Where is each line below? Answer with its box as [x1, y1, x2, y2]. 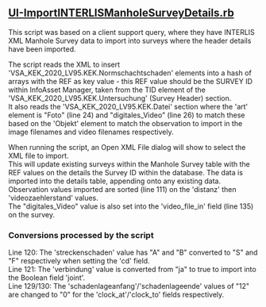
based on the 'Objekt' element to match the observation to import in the [8, 118, 243, 128]
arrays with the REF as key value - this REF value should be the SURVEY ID [8, 76, 253, 86]
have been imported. [8, 44, 77, 54]
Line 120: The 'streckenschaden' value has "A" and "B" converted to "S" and [8, 248, 258, 257]
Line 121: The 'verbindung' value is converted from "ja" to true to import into [8, 265, 256, 274]
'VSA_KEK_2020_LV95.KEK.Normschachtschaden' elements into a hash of [8, 67, 252, 78]
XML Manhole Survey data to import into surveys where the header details [8, 36, 252, 45]
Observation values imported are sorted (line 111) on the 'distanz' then [8, 184, 237, 194]
